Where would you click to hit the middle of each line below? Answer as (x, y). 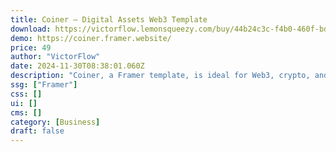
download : (31, 29)
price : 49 (31, 47)
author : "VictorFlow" (55, 57)
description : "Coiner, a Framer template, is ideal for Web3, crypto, (160, 76)
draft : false (37, 131)
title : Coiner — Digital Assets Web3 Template (109, 19)
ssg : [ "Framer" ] (44, 85)
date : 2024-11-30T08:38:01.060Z (77, 66)
